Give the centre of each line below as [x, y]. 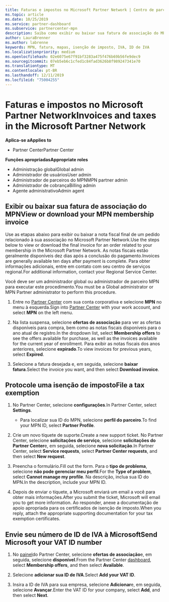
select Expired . [28, 354]
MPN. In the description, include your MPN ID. [59, 482]
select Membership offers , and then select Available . [68, 565]
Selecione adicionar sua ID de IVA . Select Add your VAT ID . [74, 575]
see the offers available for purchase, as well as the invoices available [85, 338]
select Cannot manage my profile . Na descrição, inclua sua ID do [81, 477]
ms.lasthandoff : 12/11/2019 [35, 75]
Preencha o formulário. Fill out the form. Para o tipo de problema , [80, 466]
